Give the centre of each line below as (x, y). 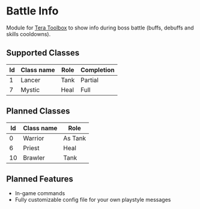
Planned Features (40, 179)
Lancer (31, 80)
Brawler (34, 157)
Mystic (30, 89)
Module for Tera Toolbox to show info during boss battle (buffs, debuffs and (100, 28)
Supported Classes (43, 53)
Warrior (34, 138)
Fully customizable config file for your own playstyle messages (93, 200)
